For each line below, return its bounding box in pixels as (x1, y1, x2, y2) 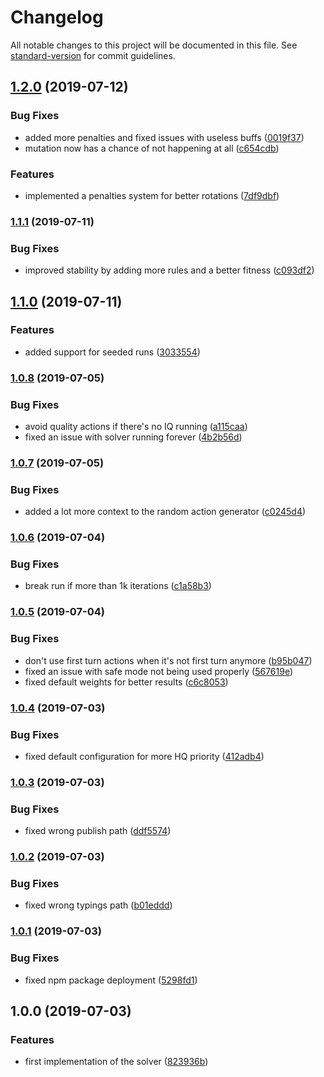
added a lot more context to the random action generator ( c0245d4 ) (24, 506, 307, 518)
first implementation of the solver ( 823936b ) (24, 1056, 209, 1068)
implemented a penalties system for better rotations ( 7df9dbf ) (24, 189, 280, 201)
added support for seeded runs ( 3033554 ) (24, 346, 201, 358)
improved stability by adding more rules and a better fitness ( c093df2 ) (24, 264, 315, 276)
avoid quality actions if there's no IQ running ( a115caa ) (24, 421, 248, 433)
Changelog (10, 6, 104, 29)
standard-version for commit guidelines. (10, 49, 176, 61)
